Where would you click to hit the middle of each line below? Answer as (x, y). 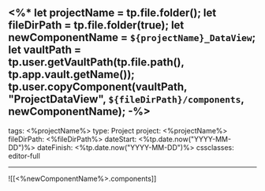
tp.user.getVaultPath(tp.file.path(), (96, 62)
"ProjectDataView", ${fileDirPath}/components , (126, 99)
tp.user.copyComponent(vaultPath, (98, 87)
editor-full (24, 155)
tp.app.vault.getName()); (72, 75)
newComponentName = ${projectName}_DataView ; (132, 37)
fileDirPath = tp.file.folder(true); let (96, 26)
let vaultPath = (45, 50)
